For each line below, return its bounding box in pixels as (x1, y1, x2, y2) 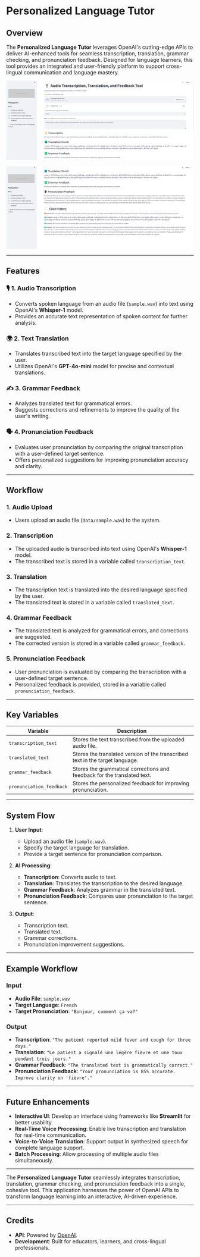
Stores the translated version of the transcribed (72, 751, 189, 758)
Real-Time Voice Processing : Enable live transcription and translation (14, 1125, 186, 1132)
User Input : (14, 826, 43, 833)
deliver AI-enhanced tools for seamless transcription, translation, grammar (6, 50, 189, 57)
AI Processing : (14, 862, 52, 869)
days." (14, 1043, 32, 1049)
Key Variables (6, 710, 59, 720)
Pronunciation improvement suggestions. (23, 941, 125, 948)
